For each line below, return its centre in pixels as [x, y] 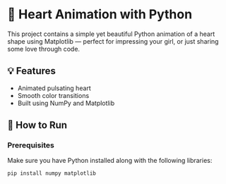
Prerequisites [31, 145]
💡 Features [32, 71]
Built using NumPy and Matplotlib [66, 103]
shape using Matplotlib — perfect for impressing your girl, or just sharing [113, 41]
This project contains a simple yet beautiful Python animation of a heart [111, 34]
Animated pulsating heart [54, 88]
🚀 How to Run [37, 125]
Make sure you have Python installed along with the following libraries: [110, 161]
